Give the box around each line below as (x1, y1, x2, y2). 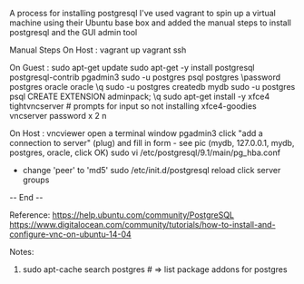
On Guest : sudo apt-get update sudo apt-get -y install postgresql (9, 63, 256, 73)
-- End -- (9, 192, 44, 202)
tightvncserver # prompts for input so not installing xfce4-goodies (9, 101, 257, 112)
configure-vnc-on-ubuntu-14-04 (9, 229, 132, 240)
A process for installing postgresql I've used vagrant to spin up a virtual (9, 8, 277, 18)
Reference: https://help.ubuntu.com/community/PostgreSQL (9, 210, 234, 220)
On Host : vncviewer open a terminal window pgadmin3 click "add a (9, 128, 263, 139)
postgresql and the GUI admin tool (9, 27, 138, 37)
